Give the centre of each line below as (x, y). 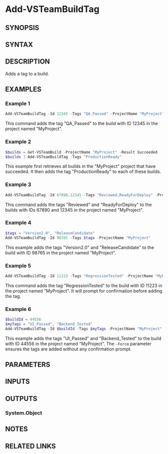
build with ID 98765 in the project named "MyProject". (61, 252)
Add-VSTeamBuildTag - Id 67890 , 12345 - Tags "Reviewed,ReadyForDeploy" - (81, 195)
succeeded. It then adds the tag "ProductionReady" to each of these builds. (83, 171)
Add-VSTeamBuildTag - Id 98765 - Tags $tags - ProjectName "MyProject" (78, 238)
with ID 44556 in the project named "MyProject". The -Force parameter (78, 343)
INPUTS (17, 382)
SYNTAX (19, 44)
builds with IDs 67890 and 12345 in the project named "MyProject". (74, 210)
